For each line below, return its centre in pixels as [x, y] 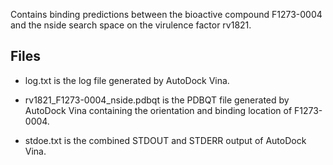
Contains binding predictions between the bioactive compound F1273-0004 [166, 14]
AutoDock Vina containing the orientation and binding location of [158, 110]
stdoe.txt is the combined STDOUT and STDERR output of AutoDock [165, 140]
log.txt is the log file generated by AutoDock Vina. [127, 80]
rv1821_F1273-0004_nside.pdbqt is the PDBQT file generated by [157, 100]
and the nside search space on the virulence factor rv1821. [131, 25]
